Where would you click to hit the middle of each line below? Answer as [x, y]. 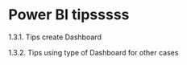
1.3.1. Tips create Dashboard [55, 37]
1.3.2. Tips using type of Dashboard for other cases [93, 52]
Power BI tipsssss [69, 15]
